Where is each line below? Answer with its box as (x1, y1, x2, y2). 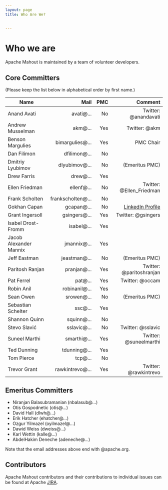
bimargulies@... (55, 139, 92, 146)
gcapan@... (64, 203, 92, 210)
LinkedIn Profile (123, 203, 160, 210)
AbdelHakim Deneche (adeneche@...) (12, 436, 90, 442)
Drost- (23, 219, 39, 226)
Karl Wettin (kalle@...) (12, 431, 57, 437)
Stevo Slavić (7, 324, 36, 331)
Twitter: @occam (120, 277, 160, 284)
